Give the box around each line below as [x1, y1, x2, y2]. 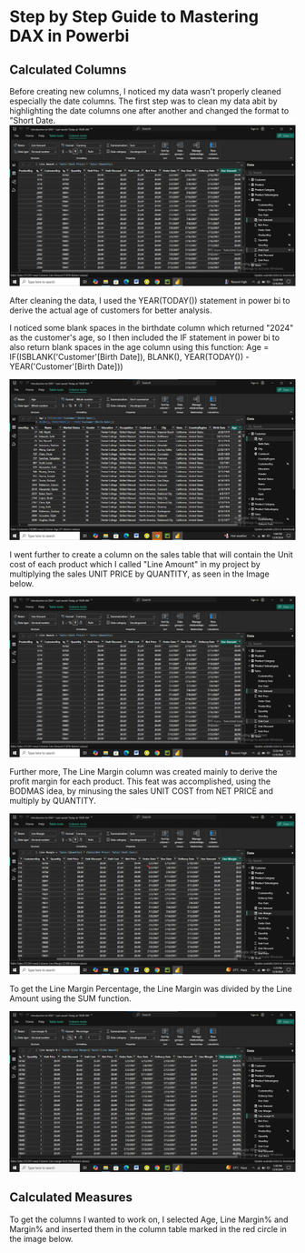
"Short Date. [9, 115, 56, 125]
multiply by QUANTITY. [9, 796, 97, 806]
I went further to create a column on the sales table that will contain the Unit [9, 549, 293, 560]
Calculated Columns [9, 62, 127, 77]
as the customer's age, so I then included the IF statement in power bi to [9, 332, 280, 343]
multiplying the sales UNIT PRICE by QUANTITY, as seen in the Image [9, 568, 270, 579]
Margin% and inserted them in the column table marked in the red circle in [9, 1223, 288, 1234]
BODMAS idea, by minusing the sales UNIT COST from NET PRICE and [9, 786, 274, 797]
